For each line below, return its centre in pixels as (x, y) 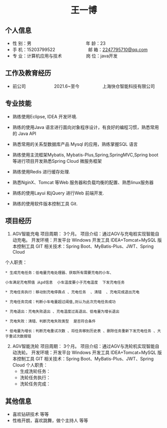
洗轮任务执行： (35, 378)
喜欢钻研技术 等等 (30, 414)
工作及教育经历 (28, 73)
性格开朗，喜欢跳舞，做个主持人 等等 (50, 420)
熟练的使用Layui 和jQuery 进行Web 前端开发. (58, 193)
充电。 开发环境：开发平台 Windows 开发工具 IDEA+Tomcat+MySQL (86, 240)
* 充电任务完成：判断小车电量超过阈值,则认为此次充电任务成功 (61, 302)
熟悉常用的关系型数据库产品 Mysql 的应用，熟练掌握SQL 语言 (75, 144)
